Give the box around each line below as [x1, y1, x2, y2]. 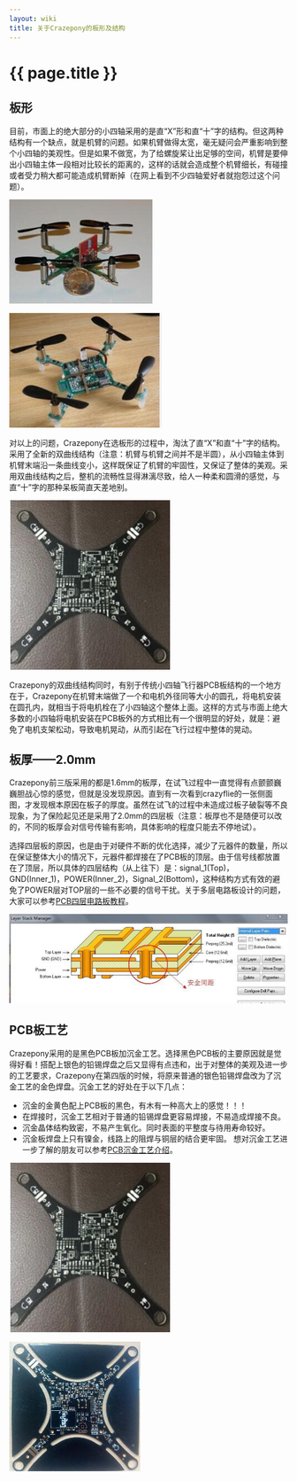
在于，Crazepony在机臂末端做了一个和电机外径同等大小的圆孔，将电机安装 [9, 690, 281, 701]
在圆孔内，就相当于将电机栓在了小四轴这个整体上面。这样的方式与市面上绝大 [9, 701, 288, 713]
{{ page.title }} [9, 63, 118, 83]
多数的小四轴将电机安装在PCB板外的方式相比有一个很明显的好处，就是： [9, 713, 273, 723]
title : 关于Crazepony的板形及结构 [9, 23, 126, 33]
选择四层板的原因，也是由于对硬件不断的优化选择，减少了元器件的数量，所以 [9, 840, 288, 851]
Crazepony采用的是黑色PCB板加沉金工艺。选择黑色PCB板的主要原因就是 [9, 1048, 274, 1058]
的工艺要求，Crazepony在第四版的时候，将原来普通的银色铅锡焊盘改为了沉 [9, 1070, 281, 1080]
